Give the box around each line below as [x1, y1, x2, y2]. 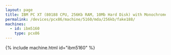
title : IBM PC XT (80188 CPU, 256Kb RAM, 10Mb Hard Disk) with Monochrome [5, 12, 167, 17]
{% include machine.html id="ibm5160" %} [5, 45, 96, 50]
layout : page [5, 7, 33, 13]
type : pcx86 [14, 31, 40, 36]
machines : [5, 21, 26, 27]
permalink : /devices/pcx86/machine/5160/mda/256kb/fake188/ [5, 17, 136, 22]
